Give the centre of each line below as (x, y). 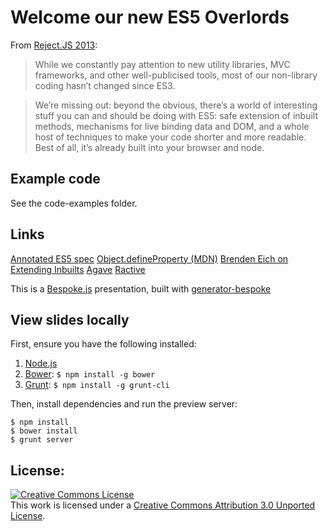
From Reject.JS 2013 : (54, 45)
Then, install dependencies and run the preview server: (124, 404)
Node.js (41, 363)
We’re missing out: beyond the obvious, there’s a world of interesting (176, 105)
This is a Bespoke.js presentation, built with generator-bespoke (141, 288)
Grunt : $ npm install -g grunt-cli (97, 385)
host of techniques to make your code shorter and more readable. (170, 137)
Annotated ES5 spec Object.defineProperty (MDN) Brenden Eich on (149, 258)
